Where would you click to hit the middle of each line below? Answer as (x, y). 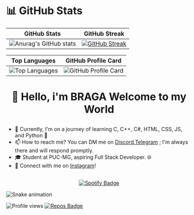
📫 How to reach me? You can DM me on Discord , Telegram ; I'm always (101, 142)
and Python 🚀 (31, 135)
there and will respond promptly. (54, 151)
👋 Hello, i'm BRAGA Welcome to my (99, 97)
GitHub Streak (104, 34)
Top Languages (34, 60)
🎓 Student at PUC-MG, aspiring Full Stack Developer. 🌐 (83, 157)
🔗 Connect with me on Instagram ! (55, 166)
